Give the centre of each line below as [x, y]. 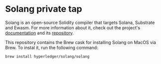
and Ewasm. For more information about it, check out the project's [73, 27]
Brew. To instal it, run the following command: [52, 47]
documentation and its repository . [40, 33]
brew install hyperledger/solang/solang [48, 56]
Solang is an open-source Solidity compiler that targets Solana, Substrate [80, 22]
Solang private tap [44, 9]
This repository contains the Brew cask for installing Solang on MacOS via [80, 42]
